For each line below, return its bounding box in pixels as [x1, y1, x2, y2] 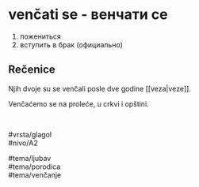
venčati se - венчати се [8, 6, 168, 24]
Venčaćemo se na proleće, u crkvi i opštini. [8, 99, 149, 108]
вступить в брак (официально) [19, 39, 123, 49]
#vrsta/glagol [8, 129, 52, 139]
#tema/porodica [8, 162, 61, 171]
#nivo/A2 [8, 138, 38, 148]
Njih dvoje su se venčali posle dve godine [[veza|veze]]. [8, 84, 192, 93]
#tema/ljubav [8, 153, 52, 163]
